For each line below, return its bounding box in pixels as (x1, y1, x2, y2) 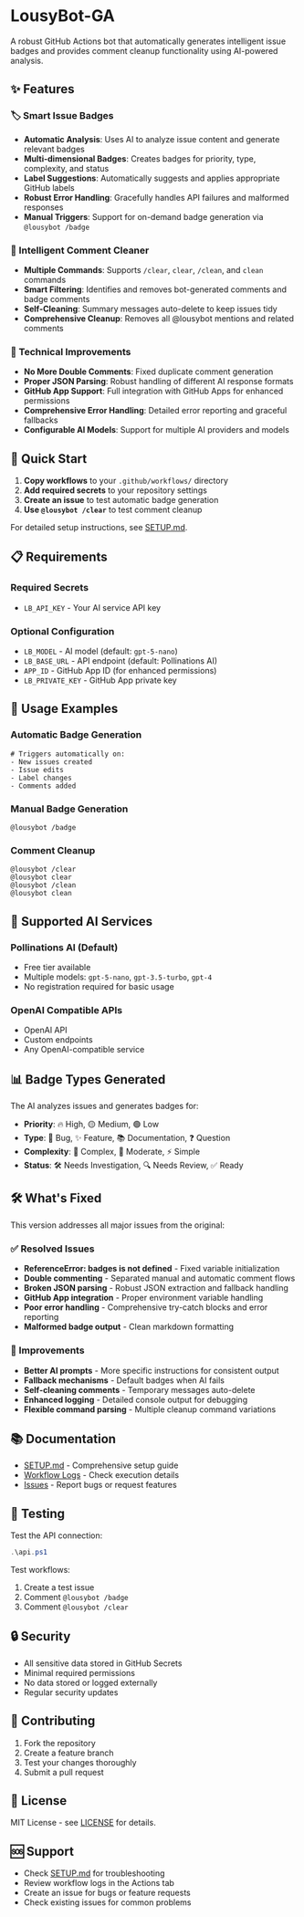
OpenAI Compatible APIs (10, 1003, 122, 1016)
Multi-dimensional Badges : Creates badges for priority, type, (23, 152, 257, 164)
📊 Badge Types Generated (10, 1072, 166, 1087)
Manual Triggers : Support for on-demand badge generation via (23, 211, 264, 222)
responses (23, 202, 64, 213)
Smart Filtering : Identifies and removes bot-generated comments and (23, 284, 287, 295)
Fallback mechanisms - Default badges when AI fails (23, 1375, 225, 1386)
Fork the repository (23, 1737, 97, 1748)
